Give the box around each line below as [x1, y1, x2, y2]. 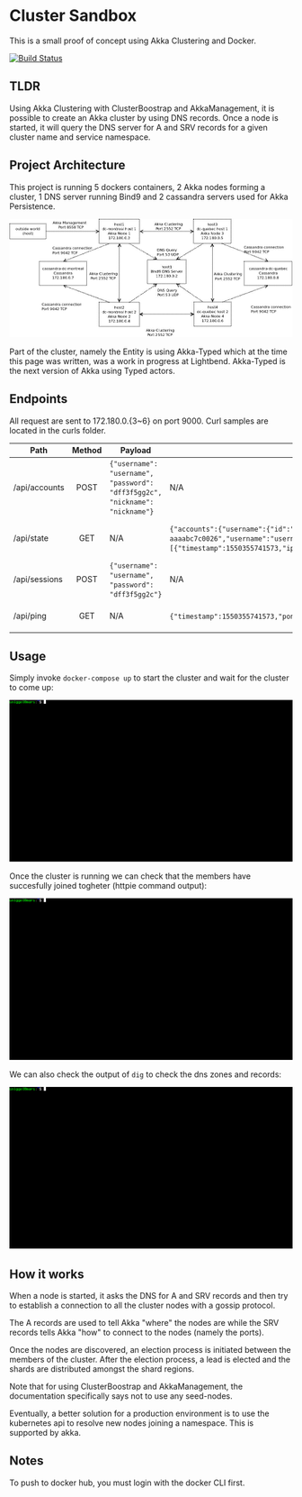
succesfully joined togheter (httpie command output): [9, 881, 208, 891]
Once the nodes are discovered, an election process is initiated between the [9, 1345, 291, 1356]
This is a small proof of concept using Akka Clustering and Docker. [9, 35, 256, 46]
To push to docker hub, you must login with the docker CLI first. [9, 1477, 245, 1488]
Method [71, 445, 102, 456]
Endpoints [9, 391, 68, 406]
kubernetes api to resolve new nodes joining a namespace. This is [9, 1418, 254, 1429]
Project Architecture [9, 158, 126, 173]
